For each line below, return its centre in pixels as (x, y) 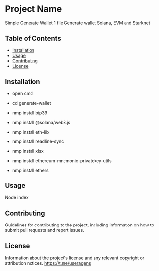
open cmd (22, 93)
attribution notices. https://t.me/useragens (48, 263)
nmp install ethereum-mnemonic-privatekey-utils (62, 160)
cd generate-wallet (32, 103)
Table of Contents (33, 38)
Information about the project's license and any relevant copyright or (75, 258)
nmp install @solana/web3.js (41, 122)
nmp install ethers (30, 170)
